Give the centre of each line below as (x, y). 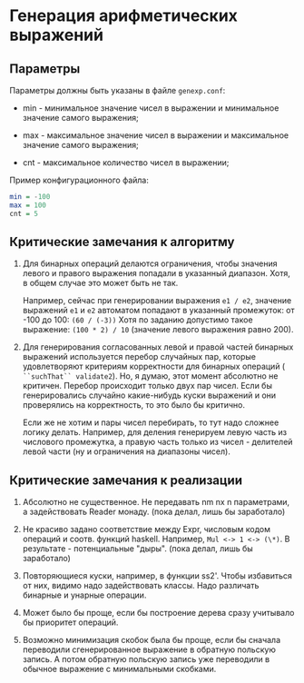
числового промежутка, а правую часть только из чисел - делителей (157, 442)
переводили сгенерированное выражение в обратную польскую (149, 649)
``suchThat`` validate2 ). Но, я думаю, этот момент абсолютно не (150, 376)
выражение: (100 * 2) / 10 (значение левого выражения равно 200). (158, 330)
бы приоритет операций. (70, 622)
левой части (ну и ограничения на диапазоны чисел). (127, 451)
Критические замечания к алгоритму (122, 242)
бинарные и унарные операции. (84, 595)
